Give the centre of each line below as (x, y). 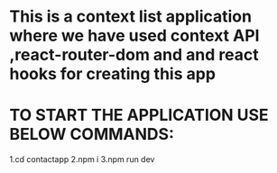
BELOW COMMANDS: (92, 135)
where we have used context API (134, 36)
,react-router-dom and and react (134, 55)
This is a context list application (131, 17)
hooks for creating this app (113, 74)
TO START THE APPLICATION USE (139, 115)
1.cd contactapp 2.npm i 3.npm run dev (82, 159)
